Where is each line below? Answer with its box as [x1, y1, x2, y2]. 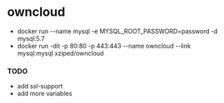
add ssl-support [17, 82, 63, 91]
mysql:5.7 [17, 34, 45, 42]
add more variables [17, 89, 72, 97]
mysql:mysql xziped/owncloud [17, 49, 104, 57]
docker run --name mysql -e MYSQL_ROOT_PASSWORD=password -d [17, 27, 218, 35]
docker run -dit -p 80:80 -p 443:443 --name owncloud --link [17, 41, 191, 50]
